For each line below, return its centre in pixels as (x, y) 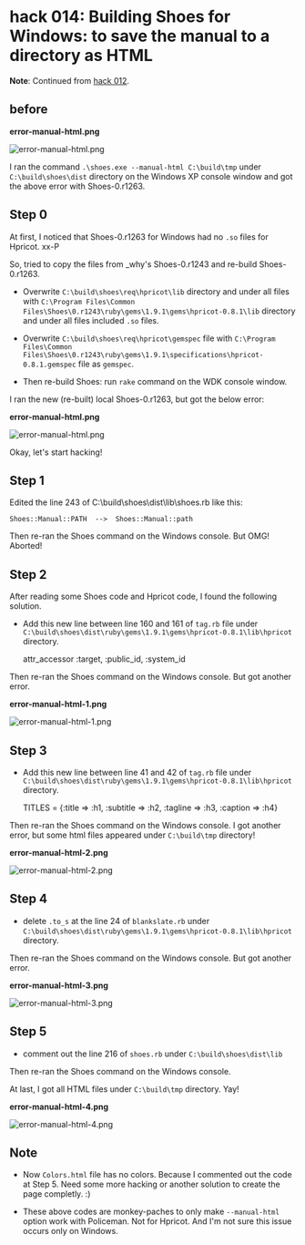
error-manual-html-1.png (58, 705)
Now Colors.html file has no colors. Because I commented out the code (158, 1175)
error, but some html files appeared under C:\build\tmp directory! (132, 835)
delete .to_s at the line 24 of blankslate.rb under (116, 921)
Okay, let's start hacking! (56, 452)
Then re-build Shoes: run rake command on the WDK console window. (155, 381)
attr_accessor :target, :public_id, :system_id (104, 659)
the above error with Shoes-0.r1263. (77, 186)
